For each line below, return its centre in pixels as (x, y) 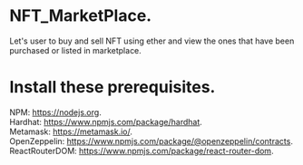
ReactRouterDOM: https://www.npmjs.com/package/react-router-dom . (142, 150)
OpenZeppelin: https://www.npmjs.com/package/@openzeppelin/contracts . (151, 141)
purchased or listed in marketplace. (76, 50)
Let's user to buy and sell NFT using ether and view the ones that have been (152, 41)
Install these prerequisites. (112, 87)
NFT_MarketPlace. (81, 16)
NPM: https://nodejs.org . (55, 112)
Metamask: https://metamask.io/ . (71, 131)
